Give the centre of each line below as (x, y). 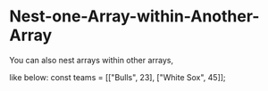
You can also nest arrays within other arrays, (92, 60)
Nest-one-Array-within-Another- (134, 17)
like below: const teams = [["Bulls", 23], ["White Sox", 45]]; (117, 77)
